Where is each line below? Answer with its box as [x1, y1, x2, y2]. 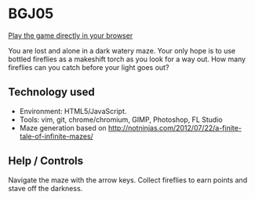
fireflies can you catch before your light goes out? [8, 62, 169, 72]
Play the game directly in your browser [8, 31, 133, 40]
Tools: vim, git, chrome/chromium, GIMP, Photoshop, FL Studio [19, 115, 223, 124]
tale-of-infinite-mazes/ [19, 131, 94, 141]
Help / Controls [8, 154, 84, 168]
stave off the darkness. [8, 183, 83, 193]
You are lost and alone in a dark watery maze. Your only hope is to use [8, 46, 236, 55]
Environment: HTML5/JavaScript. [19, 106, 127, 116]
